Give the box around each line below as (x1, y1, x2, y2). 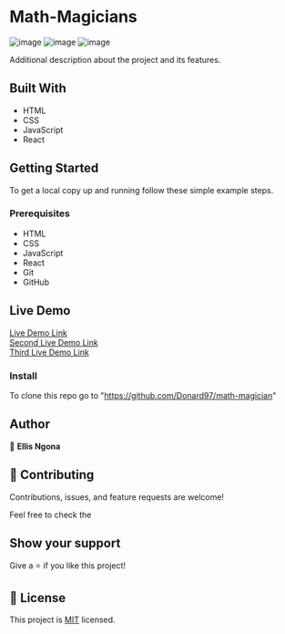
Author (9, 417, 50, 432)
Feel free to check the (9, 509, 92, 520)
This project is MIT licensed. (9, 614, 116, 626)
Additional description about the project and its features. (9, 54, 221, 65)
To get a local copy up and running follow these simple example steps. (9, 184, 274, 195)
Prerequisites (9, 207, 70, 220)
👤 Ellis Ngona (9, 441, 61, 452)
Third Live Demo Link (9, 347, 89, 358)
